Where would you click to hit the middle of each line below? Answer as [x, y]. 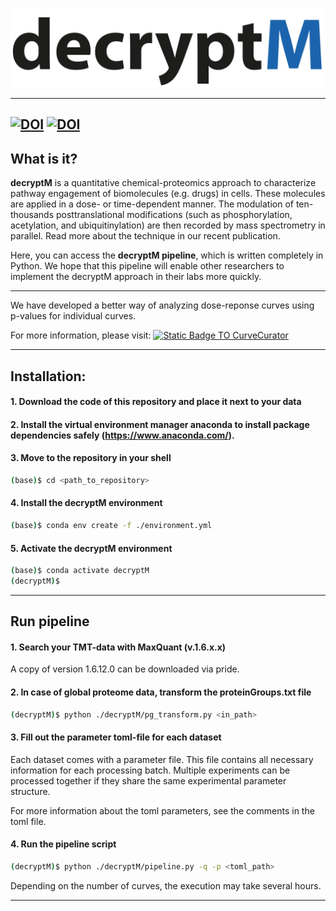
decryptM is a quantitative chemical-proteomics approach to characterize [163, 183]
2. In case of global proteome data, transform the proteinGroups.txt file [161, 692]
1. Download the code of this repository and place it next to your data [156, 402]
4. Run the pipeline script [63, 844]
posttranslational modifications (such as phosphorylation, [174, 215]
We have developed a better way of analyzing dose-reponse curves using [162, 305]
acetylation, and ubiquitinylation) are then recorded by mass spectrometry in [168, 225]
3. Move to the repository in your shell [91, 458]
